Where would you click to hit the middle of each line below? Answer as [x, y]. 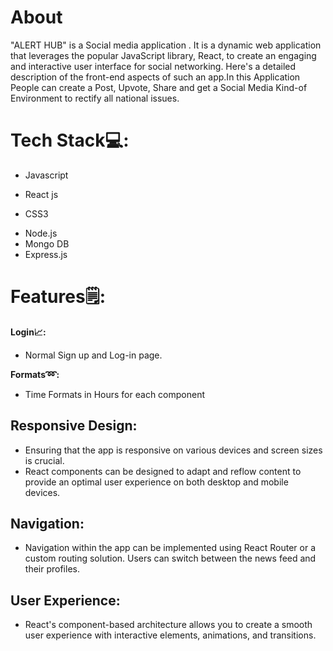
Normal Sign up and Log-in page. [93, 355]
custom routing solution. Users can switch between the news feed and [170, 558]
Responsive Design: [74, 426]
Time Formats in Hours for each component [115, 394]
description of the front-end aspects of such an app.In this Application [155, 77]
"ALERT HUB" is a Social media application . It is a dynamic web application [166, 45]
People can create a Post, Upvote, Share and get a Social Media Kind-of [159, 87]
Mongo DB [47, 243]
